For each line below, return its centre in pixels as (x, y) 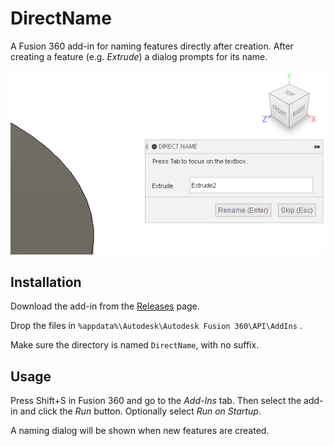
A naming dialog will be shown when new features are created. (140, 431)
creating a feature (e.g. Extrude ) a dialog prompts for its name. (139, 56)
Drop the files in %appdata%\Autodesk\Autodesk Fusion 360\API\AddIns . (156, 326)
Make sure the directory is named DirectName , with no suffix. (135, 345)
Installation (46, 282)
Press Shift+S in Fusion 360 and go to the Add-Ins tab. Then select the (156, 401)
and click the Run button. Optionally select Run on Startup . (140, 411)
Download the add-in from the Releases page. (105, 306)
